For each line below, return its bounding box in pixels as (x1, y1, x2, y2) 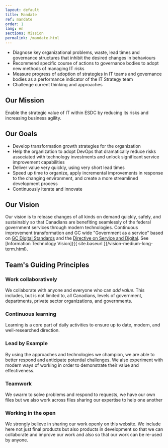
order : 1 (5, 21, 24, 27)
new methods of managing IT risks (12, 65, 85, 71)
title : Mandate (5, 12, 37, 17)
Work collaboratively (5, 275, 57, 283)
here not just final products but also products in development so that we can (5, 426, 163, 432)
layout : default (5, 7, 39, 13)
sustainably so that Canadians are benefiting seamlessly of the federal (5, 219, 151, 225)
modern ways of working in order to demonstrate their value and (5, 362, 139, 368)
